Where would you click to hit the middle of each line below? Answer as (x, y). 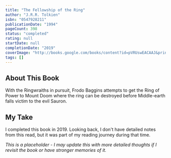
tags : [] (15, 57)
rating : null (19, 39)
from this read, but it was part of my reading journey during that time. (78, 135)
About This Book (32, 78)
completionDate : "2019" (31, 48)
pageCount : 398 (21, 29)
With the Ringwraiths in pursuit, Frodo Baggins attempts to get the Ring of (82, 90)
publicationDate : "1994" (32, 24)
